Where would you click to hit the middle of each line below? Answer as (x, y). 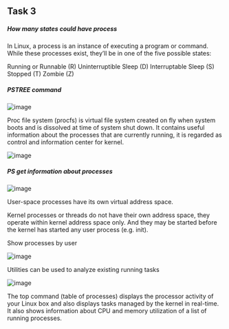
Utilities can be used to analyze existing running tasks (83, 270)
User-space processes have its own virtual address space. (90, 202)
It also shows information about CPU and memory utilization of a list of (107, 311)
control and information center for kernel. (66, 142)
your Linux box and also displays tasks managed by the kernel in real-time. (113, 304)
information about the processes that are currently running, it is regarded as (115, 135)
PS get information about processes (60, 171)
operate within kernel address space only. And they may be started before (112, 223)
